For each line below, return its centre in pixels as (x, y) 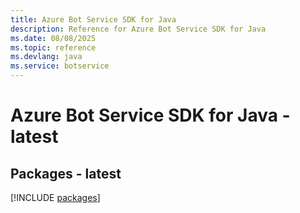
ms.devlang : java (46, 57)
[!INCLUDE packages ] (55, 197)
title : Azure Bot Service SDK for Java (93, 19)
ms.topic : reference (53, 47)
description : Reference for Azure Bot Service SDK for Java (138, 29)
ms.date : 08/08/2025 (53, 38)
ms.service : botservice (60, 66)
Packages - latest (66, 173)
